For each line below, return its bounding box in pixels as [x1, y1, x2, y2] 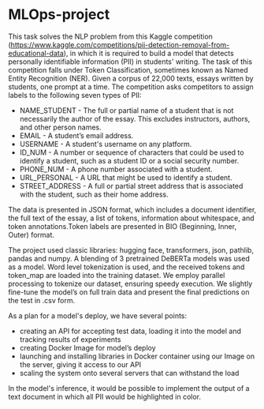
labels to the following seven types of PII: [8, 90, 142, 99]
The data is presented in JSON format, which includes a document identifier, [8, 204, 257, 214]
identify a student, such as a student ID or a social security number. [19, 156, 240, 165]
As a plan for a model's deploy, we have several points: [8, 310, 188, 321]
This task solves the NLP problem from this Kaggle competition [8, 32, 213, 41]
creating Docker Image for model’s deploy [19, 343, 156, 352]
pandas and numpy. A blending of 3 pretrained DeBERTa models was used [8, 253, 251, 263]
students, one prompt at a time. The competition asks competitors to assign [8, 81, 254, 92]
